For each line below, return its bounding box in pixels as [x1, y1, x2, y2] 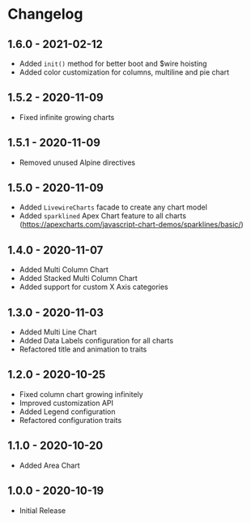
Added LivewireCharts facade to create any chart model [19, 202, 208, 212]
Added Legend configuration [19, 407, 116, 416]
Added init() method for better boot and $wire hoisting [19, 58, 207, 68]
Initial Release [19, 505, 66, 516]
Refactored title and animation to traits [19, 344, 147, 354]
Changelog [7, 5, 83, 24]
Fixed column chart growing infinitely [19, 389, 143, 399]
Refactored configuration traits [19, 415, 122, 425]
